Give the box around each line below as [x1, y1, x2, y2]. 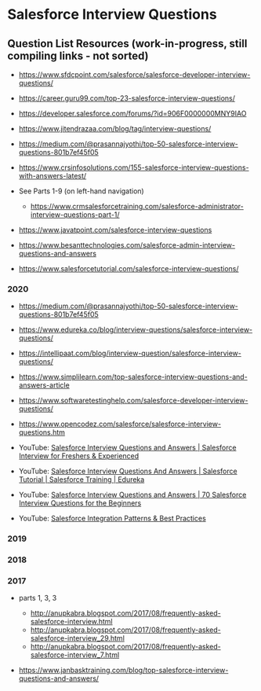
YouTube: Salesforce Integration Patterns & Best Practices [18, 513, 207, 524]
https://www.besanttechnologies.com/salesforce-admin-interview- [18, 241, 236, 249]
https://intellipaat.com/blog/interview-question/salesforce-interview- [18, 348, 242, 358]
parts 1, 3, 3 [18, 594, 57, 603]
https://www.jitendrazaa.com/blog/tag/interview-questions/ [18, 124, 212, 133]
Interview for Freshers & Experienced [18, 451, 140, 461]
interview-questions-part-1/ [30, 210, 120, 219]
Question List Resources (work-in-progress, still [7, 37, 248, 50]
